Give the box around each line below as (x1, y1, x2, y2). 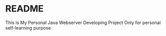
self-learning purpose (5, 24, 51, 30)
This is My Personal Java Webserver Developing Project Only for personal (5, 19, 161, 25)
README (5, 3, 44, 14)
